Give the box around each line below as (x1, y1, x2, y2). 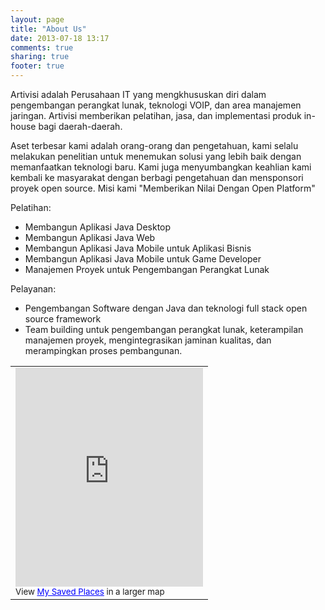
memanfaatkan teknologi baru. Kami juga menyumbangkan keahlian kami (10, 161, 312, 173)
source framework (24, 313, 102, 325)
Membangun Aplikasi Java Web (24, 232, 156, 243)
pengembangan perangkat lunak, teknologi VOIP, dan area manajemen (10, 99, 302, 111)
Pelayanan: (10, 283, 57, 295)
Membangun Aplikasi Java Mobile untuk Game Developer (24, 253, 262, 265)
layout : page (10, 14, 65, 25)
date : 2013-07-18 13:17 (10, 33, 110, 43)
